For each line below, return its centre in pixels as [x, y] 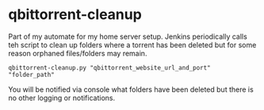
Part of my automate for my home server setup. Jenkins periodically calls [128, 36]
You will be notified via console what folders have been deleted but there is [131, 89]
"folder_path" [32, 74]
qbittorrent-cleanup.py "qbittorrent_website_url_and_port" [110, 68]
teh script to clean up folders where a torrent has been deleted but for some [132, 44]
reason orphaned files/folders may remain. [78, 53]
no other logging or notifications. [62, 97]
